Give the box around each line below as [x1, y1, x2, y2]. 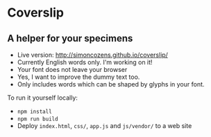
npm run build [17, 116, 58, 122]
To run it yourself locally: [7, 93, 78, 102]
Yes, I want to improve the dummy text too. [17, 73, 140, 81]
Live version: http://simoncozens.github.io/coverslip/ [17, 51, 169, 59]
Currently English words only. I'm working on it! [17, 58, 153, 66]
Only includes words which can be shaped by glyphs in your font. [17, 80, 205, 88]
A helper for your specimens [7, 33, 133, 44]
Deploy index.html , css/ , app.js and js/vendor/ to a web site [17, 122, 192, 129]
